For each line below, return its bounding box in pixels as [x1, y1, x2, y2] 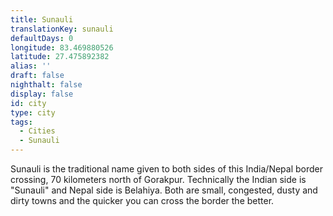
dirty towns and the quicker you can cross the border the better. [10, 195, 275, 206]
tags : [10, 117, 33, 127]
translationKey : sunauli [10, 24, 114, 34]
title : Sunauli [10, 14, 74, 25]
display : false [10, 89, 74, 99]
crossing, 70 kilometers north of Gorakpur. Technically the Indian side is [10, 174, 307, 185]
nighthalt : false [10, 80, 83, 90]
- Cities [19, 126, 56, 136]
